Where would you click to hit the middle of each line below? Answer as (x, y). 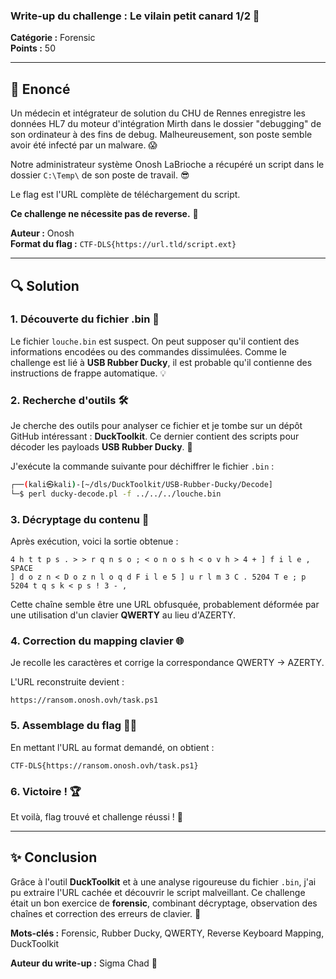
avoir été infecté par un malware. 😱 (84, 145)
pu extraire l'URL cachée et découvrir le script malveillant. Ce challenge (158, 892)
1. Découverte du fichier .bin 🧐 (85, 319)
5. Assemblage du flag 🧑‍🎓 (74, 726)
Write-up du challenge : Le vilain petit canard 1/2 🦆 (135, 16)
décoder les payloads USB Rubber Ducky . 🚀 (101, 447)
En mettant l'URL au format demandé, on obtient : (112, 747)
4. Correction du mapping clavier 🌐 (97, 641)
